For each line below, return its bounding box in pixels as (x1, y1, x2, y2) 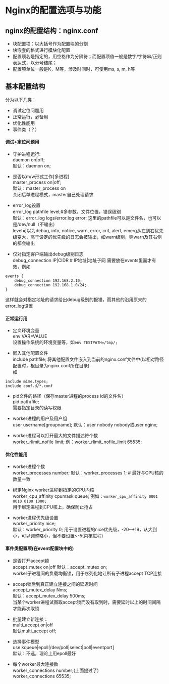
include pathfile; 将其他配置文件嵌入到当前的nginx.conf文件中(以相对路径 (12, 356, 164, 362)
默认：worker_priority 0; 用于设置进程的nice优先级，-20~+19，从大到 (12, 527, 157, 533)
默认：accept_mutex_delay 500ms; (12, 592, 86, 598)
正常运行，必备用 (12, 113, 48, 119)
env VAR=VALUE (12, 333, 47, 339)
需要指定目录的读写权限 (12, 405, 62, 411)
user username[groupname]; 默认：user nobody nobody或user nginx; (12, 422, 158, 428)
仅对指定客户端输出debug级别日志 (12, 251, 84, 257)
